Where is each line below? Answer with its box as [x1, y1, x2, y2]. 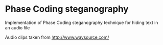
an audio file [5, 24, 30, 30]
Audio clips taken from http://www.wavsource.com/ [5, 34, 109, 40]
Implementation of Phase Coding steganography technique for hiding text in [5, 20, 158, 25]
